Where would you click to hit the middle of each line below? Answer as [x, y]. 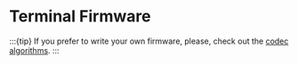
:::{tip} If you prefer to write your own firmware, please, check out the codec [149, 41]
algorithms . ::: [34, 50]
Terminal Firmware [80, 16]
